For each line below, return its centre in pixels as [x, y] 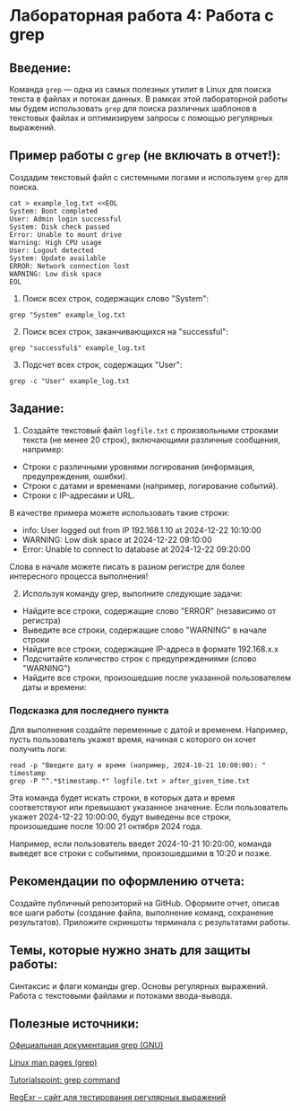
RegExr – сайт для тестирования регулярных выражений [118, 1098]
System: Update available [57, 258]
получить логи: [38, 748]
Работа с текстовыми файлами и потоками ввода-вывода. [121, 995]
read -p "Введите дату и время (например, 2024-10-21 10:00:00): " [138, 765]
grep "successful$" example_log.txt [77, 348]
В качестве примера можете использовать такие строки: [120, 512]
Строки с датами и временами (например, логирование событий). [150, 486]
